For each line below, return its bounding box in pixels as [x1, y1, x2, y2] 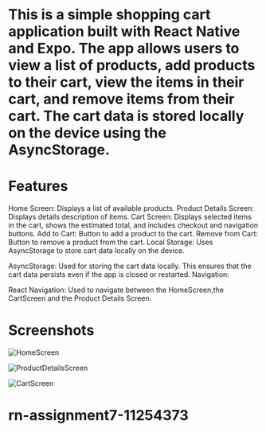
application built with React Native [8, 22, 241, 41]
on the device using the [8, 124, 167, 142]
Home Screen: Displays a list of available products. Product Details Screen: [8, 204, 255, 213]
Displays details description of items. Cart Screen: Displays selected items [8, 212, 252, 222]
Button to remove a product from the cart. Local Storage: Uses [8, 237, 213, 247]
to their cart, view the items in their [8, 73, 244, 91]
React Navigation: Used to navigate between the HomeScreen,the [8, 285, 225, 295]
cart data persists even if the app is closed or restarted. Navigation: [8, 270, 229, 279]
